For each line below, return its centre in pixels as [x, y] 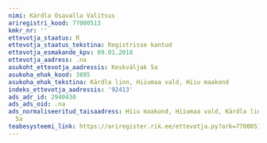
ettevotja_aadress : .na [48, 60]
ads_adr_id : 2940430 [43, 97]
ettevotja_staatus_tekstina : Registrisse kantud [90, 45]
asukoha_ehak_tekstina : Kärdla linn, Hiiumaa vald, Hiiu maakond [118, 82]
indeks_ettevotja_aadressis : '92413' [71, 89]
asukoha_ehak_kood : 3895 [49, 75]
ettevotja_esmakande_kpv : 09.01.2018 [71, 52]
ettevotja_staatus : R [44, 38]
